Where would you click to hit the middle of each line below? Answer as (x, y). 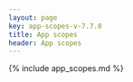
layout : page (33, 18)
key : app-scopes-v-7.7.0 (55, 26)
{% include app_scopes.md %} (66, 68)
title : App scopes (43, 34)
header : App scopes (45, 43)
